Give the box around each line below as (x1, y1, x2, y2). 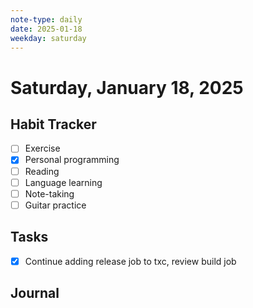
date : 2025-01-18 (10, 24, 83, 34)
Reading (24, 165, 60, 177)
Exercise (24, 142, 61, 155)
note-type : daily (10, 14, 83, 25)
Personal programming (24, 154, 120, 166)
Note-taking (24, 187, 75, 200)
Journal (10, 285, 60, 302)
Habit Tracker (10, 116, 97, 133)
